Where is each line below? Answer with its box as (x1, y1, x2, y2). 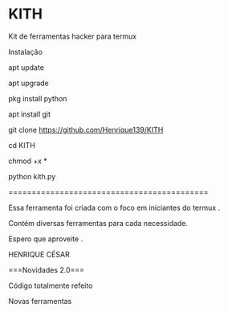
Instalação (8, 47, 43, 56)
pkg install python (8, 93, 67, 103)
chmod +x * (8, 156, 47, 166)
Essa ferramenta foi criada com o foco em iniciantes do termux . (8, 203, 221, 212)
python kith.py (8, 171, 56, 181)
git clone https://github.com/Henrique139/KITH (8, 125, 164, 134)
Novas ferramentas (8, 296, 72, 306)
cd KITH (8, 140, 36, 150)
